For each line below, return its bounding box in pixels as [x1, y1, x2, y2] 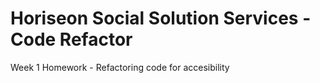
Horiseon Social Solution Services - [10, 7, 312, 30]
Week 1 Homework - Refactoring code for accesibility [10, 61, 230, 73]
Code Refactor [10, 28, 133, 51]
